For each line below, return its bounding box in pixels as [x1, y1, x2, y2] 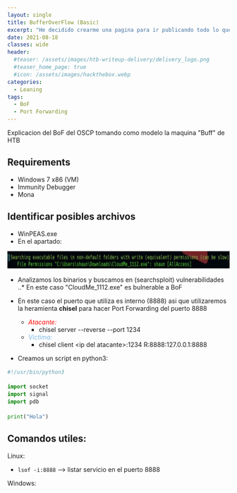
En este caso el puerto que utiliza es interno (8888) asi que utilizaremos [17, 297, 227, 305]
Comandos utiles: [7, 433, 87, 445]
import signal [7, 391, 49, 398]
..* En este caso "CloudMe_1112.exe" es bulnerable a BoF [17, 283, 183, 291]
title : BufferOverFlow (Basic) [7, 18, 99, 26]
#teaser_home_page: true [13, 64, 87, 71]
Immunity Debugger [17, 182, 76, 191]
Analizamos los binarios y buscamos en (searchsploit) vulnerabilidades [17, 275, 224, 284]
